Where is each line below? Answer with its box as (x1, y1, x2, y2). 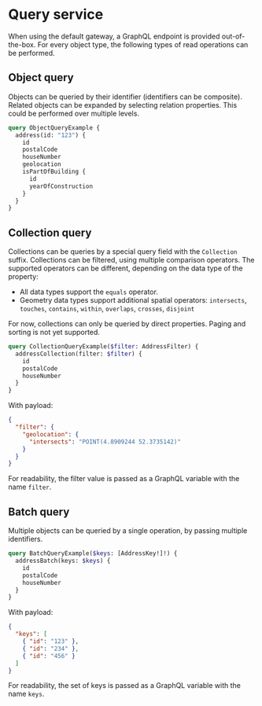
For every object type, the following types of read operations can (37, 39, 249, 49)
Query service (8, 6, 104, 24)
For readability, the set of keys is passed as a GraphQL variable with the (8, 681, 242, 690)
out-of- (221, 31, 245, 41)
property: (8, 272, 39, 281)
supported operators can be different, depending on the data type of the (8, 263, 243, 273)
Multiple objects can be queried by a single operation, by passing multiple (8, 526, 248, 535)
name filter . (8, 482, 52, 492)
